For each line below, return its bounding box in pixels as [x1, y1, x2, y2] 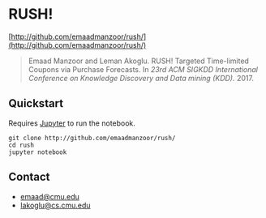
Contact [8, 170, 50, 184]
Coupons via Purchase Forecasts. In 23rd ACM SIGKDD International [28, 64, 258, 74]
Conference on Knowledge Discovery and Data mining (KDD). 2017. [28, 73, 254, 83]
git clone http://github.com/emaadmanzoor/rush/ [8, 134, 176, 142]
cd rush [8, 141, 35, 149]
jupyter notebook [8, 147, 67, 156]
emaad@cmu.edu [19, 191, 79, 201]
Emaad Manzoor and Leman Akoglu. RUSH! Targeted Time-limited [28, 56, 250, 66]
